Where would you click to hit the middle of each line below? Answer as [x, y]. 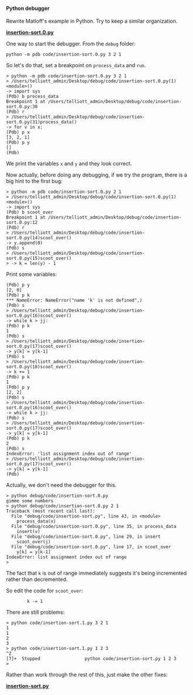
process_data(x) [37, 521]
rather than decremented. [37, 579]
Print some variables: [32, 274]
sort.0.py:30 [22, 107]
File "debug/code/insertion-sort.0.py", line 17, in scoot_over [91, 547]
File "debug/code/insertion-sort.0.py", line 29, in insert [86, 537]
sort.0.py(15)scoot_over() [39, 258]
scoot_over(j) [34, 542]
